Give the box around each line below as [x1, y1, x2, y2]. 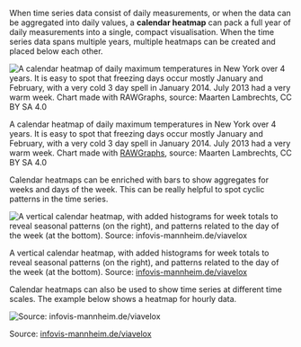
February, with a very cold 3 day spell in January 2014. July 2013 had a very [9, 138, 291, 148]
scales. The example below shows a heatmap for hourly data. [9, 294, 237, 304]
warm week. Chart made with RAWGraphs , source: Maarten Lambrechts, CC [9, 147, 292, 158]
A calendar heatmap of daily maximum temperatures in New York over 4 [9, 119, 277, 129]
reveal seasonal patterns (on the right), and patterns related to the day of [9, 257, 279, 268]
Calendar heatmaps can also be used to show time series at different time [9, 284, 283, 295]
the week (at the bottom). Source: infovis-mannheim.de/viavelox [9, 267, 248, 277]
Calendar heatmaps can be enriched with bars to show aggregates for [9, 174, 270, 185]
